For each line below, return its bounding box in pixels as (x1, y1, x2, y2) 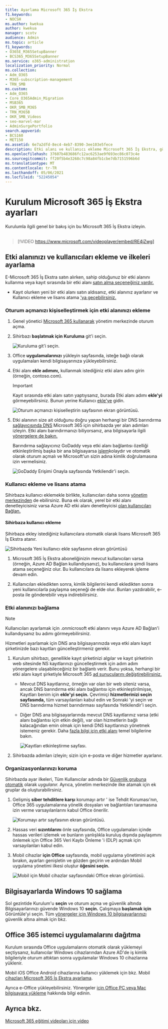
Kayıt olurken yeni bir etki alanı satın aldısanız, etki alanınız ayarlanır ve (12, 289, 158, 295)
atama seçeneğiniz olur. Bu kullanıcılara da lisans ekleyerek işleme (12, 566, 149, 572)
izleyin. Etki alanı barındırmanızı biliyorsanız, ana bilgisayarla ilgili (12, 428, 146, 434)
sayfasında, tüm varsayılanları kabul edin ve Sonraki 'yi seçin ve (19, 696, 152, 703)
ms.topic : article (5, 40, 43, 45)
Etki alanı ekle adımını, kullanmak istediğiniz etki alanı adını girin (12, 368, 145, 374)
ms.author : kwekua (5, 21, 43, 27)
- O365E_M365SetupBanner (5, 49, 57, 54)
